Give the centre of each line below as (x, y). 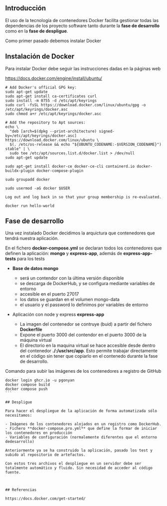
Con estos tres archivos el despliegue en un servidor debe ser (73, 464)
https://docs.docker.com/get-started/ (45, 499)
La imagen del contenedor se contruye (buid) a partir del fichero (86, 324)
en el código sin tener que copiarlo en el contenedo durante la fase (89, 356)
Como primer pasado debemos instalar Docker (53, 41)
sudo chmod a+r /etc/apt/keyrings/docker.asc (53, 114)
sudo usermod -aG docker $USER (38, 188)
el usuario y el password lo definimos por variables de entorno (84, 305)
